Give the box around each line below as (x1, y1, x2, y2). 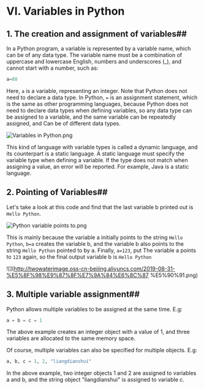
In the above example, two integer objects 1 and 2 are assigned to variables (6, 369, 197, 377)
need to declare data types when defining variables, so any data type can (6, 106, 192, 114)
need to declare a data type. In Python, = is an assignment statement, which (6, 94, 198, 101)
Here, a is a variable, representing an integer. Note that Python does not (6, 87, 187, 94)
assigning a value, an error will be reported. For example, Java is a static (6, 163, 189, 170)
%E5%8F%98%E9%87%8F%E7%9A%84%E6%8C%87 (6, 271, 149, 279)
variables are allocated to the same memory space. (6, 335, 136, 342)
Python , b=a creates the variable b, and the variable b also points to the (6, 240, 184, 247)
